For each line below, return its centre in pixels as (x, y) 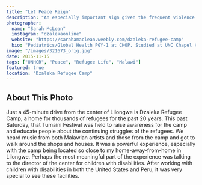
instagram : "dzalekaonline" (47, 34)
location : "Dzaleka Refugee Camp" (50, 73)
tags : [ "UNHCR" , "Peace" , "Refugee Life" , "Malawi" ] (74, 62)
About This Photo (40, 98)
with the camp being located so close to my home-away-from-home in (94, 150)
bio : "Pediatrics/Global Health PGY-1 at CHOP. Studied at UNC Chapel (102, 46)
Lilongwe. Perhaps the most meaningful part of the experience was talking (99, 157)
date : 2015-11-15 (28, 56)
